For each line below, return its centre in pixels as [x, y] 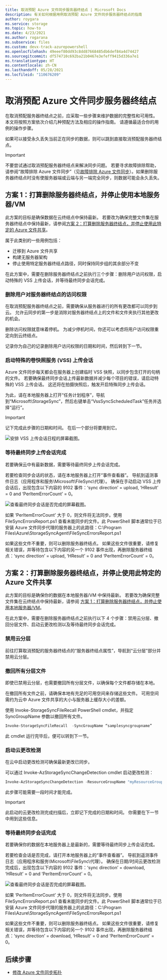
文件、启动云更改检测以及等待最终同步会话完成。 [68, 624]
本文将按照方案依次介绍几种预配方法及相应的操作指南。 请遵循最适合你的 [80, 122]
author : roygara [22, 19]
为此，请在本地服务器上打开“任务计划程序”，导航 [55, 395]
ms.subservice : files [28, 42]
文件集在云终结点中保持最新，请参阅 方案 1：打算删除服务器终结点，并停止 [81, 601]
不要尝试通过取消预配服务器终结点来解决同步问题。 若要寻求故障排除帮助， [82, 165]
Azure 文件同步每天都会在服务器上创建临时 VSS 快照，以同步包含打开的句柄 [83, 372]
